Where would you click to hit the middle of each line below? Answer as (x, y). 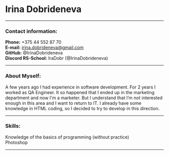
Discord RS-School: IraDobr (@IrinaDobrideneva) (57, 58)
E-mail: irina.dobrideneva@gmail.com (45, 48)
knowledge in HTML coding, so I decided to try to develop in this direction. (82, 108)
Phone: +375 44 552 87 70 (33, 42)
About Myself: (23, 76)
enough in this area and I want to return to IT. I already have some (73, 103)
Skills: (13, 126)
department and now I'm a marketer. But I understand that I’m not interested (84, 98)
